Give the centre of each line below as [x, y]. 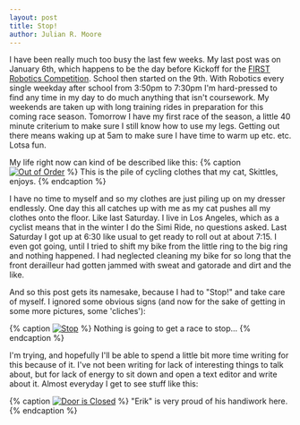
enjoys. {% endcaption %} [58, 182]
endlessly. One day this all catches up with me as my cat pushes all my [140, 208]
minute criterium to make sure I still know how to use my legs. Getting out [145, 126]
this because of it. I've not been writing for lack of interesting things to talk [146, 365]
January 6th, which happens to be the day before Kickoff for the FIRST [140, 69]
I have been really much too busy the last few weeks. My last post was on [145, 60]
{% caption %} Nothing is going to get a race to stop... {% [130, 328]
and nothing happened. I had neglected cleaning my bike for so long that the [150, 256]
